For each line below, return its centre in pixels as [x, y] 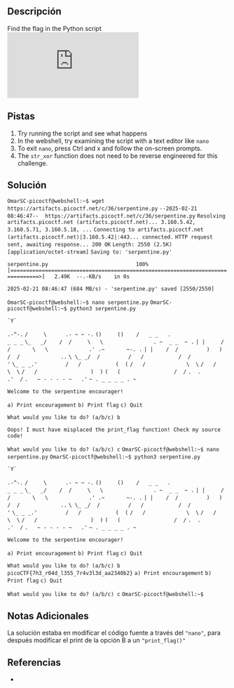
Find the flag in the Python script [54, 28]
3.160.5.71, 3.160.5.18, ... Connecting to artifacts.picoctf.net [105, 230]
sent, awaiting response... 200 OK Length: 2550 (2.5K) [90, 245]
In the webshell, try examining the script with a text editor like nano [113, 140]
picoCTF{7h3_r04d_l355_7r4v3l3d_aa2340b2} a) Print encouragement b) [110, 574]
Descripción [34, 12]
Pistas [21, 116]
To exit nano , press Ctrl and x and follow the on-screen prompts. [110, 148]
